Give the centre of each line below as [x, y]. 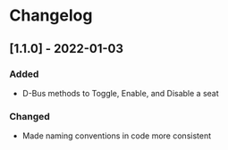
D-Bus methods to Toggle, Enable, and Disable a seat [120, 93]
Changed [30, 116]
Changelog [51, 16]
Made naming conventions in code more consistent [117, 136]
